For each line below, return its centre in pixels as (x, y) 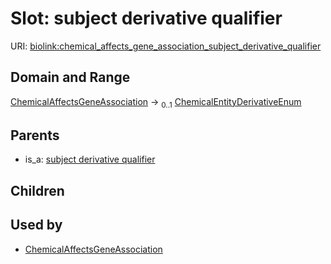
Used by (36, 225)
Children (37, 190)
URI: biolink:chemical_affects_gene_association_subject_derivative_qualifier (166, 46)
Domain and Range (70, 77)
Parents (35, 135)
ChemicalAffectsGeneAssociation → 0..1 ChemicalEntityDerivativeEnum (156, 102)
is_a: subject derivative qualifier (90, 159)
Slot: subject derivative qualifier (146, 18)
